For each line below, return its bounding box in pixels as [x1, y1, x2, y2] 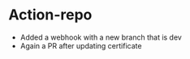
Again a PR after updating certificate [19, 40, 142, 50]
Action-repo [8, 6, 93, 24]
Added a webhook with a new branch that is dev [19, 32, 183, 42]
